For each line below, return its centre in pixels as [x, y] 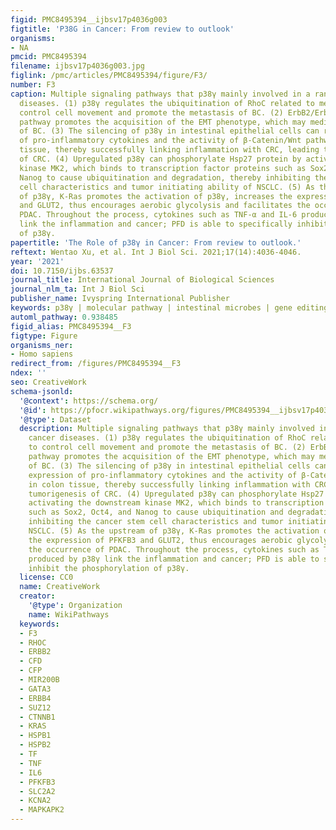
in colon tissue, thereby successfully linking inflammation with [169, 484]
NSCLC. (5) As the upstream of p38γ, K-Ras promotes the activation [174, 531]
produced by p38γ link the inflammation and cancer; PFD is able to [174, 559]
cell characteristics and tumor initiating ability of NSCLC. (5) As [167, 187]
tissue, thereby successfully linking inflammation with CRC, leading [169, 150]
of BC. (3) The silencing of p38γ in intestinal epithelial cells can [169, 131]
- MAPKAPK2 [42, 810]
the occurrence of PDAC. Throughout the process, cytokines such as [174, 549]
